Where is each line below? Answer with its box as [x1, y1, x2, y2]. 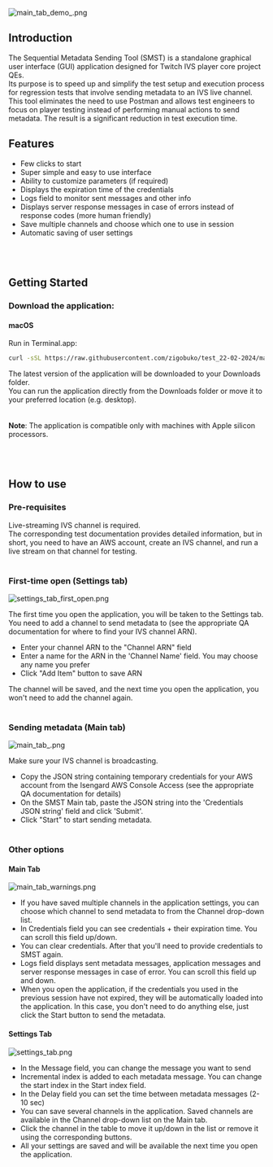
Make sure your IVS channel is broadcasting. [8, 756, 158, 766]
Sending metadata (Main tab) [8, 721, 126, 732]
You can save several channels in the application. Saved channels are [19, 1106, 253, 1116]
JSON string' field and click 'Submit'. [19, 806, 144, 816]
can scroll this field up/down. [19, 933, 118, 942]
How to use [8, 477, 67, 492]
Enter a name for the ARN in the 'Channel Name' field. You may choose [19, 651, 258, 661]
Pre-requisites [8, 501, 67, 513]
